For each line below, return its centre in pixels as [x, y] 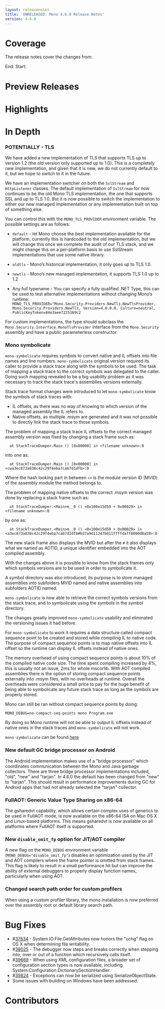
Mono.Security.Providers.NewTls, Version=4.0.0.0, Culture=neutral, [84, 308]
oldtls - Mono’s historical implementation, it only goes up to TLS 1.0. [82, 264]
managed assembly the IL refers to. [48, 412]
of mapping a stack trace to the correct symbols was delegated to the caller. [82, 371]
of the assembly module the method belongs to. [54, 483]
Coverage [25, 43]
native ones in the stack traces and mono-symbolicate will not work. [73, 728]
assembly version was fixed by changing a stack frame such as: [70, 437]
